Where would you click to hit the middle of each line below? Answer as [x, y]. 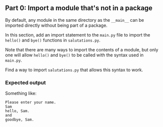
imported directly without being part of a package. [56, 25]
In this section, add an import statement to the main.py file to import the [78, 35]
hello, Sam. [17, 111]
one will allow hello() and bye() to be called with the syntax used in [75, 55]
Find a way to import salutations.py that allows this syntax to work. [74, 70]
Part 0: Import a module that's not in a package [79, 8]
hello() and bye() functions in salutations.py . [53, 40]
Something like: [21, 93]
